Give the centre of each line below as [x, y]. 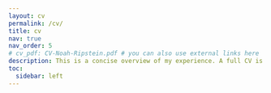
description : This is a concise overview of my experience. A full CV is [136, 61]
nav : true [25, 38]
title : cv [25, 31]
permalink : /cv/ [36, 23]
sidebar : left [39, 76]
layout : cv [27, 16]
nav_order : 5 [30, 46]
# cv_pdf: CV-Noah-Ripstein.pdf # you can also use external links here [134, 53]
